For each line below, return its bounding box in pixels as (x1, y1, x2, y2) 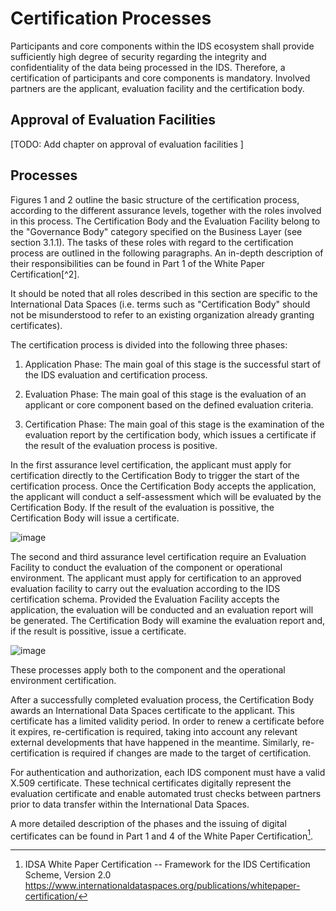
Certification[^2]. (10, 268, 80, 280)
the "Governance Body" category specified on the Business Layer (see (10, 225, 303, 237)
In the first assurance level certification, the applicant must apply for (10, 458, 292, 471)
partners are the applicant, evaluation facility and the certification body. (10, 82, 305, 94)
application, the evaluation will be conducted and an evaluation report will (10, 603, 314, 616)
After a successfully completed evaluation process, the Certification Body (10, 693, 315, 706)
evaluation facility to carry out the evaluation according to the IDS (10, 582, 281, 594)
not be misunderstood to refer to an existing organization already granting (10, 308, 315, 321)
